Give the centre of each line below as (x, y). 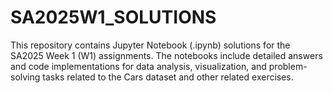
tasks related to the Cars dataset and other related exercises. (168, 77)
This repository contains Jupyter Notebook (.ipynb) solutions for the (150, 45)
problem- (288, 66)
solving (25, 77)
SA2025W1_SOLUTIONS (113, 17)
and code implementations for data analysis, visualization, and (138, 66)
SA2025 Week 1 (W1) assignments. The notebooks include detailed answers (166, 55)
